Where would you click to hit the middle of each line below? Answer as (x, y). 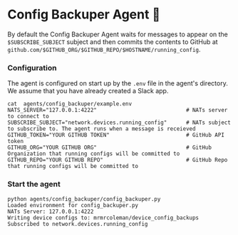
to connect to (29, 117)
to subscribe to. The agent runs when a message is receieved (102, 129)
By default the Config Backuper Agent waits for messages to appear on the (118, 34)
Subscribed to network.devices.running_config (78, 224)
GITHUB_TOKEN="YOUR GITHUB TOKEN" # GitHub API (116, 135)
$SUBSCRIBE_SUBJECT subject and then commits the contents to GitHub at (113, 41)
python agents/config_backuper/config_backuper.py (84, 199)
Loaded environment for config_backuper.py (73, 205)
